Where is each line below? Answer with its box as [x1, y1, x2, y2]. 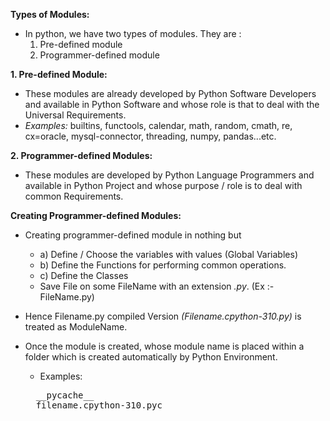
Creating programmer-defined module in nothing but [24, 229, 242, 241]
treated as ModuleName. [24, 321, 128, 333]
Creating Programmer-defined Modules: [10, 210, 182, 221]
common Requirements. [24, 190, 124, 202]
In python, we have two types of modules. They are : [24, 28, 242, 39]
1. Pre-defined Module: [10, 69, 108, 80]
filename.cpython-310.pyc [35, 400, 163, 411]
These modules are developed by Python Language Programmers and [24, 169, 315, 181]
